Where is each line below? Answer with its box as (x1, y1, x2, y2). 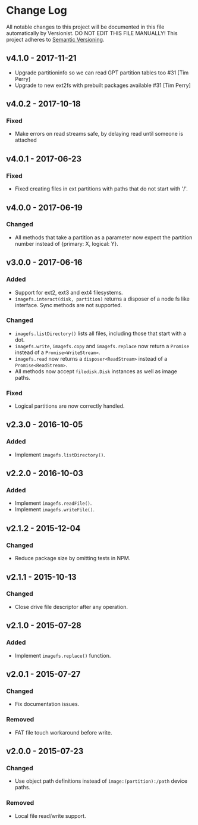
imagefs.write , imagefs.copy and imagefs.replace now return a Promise (14, 342, 190, 349)
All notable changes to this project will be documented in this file (6, 23, 165, 30)
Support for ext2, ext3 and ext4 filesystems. (14, 289, 123, 296)
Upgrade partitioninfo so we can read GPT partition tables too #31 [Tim (14, 69, 189, 76)
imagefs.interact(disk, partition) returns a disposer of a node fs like (14, 295, 190, 302)
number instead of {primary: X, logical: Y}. (14, 240, 119, 247)
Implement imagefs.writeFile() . (14, 506, 95, 513)
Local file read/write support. (14, 812, 86, 819)
